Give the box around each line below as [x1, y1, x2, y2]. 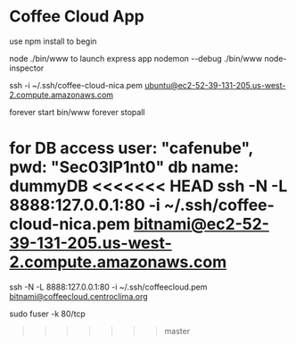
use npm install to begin [9, 36, 97, 46]
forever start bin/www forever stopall [9, 106, 145, 117]
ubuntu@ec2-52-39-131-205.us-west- [144, 80, 286, 90]
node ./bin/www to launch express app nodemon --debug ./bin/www [9, 53, 263, 63]
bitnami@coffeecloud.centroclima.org [9, 290, 149, 301]
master [164, 325, 190, 336]
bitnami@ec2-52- [133, 214, 270, 234]
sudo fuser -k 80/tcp [9, 308, 86, 319]
